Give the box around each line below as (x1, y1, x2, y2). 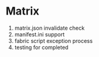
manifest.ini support (14, 30, 65, 38)
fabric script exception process (14, 37, 93, 44)
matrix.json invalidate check (14, 24, 85, 32)
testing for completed (14, 44, 69, 51)
